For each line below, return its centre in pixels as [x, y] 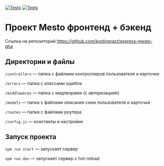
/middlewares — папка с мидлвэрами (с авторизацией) [62, 93]
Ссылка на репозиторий [30, 41]
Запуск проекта [31, 137]
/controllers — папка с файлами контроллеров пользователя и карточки [82, 73]
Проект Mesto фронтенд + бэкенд [78, 28]
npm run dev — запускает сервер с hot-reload [52, 158]
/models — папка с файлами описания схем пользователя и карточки [78, 102]
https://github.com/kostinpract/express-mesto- [105, 41]
